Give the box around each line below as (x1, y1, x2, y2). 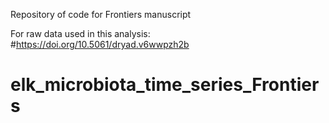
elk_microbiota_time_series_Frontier (10, 74, 320, 96)
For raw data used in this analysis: (10, 28, 151, 39)
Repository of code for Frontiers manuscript (10, 9, 192, 20)
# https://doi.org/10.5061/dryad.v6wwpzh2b (10, 39, 190, 50)
